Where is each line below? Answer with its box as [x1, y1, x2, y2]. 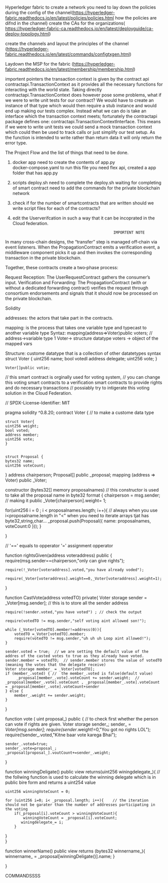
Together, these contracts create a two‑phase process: [5, 265, 118, 270]
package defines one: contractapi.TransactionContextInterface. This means [5, 119, 161, 124]
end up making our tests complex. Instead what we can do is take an [5, 108, 146, 114]
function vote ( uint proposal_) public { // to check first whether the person [5, 716, 158, 722]
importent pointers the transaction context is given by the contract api [5, 76, 149, 82]
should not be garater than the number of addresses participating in [5, 802, 155, 807]
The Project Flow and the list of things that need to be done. [5, 150, 129, 155]
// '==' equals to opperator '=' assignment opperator [5, 543, 113, 548]
